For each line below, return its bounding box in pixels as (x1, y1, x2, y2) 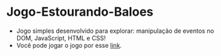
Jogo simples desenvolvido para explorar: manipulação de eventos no (16, 27, 215, 35)
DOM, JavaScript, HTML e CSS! (16, 33, 106, 42)
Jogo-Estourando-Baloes (6, 4, 154, 20)
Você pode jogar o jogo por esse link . (16, 41, 122, 49)
